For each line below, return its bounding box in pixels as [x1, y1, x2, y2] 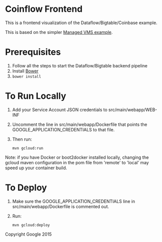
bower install [12, 74, 41, 79]
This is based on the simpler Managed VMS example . [5, 29, 113, 35]
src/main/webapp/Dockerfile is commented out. [12, 203, 109, 210]
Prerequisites [5, 47, 61, 58]
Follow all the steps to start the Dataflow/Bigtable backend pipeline [12, 62, 148, 68]
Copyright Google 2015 [5, 231, 52, 237]
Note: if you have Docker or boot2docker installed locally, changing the [5, 154, 149, 160]
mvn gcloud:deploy [12, 222, 50, 227]
